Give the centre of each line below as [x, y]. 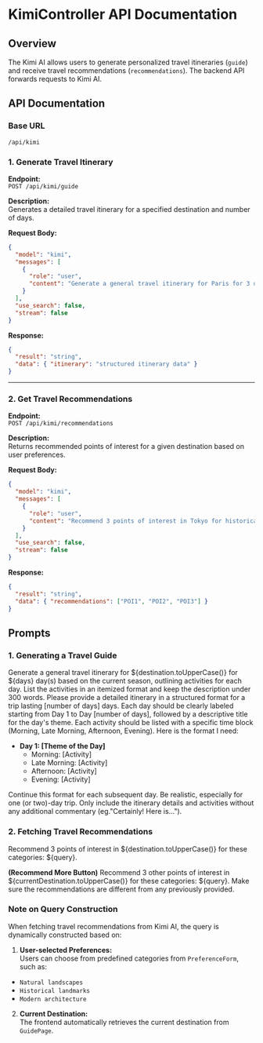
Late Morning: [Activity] [69, 763]
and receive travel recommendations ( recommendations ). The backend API [126, 71]
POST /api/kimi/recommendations [61, 424]
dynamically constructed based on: [65, 935]
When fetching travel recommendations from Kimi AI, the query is [113, 926]
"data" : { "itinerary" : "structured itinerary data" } [106, 364]
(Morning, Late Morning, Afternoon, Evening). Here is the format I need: [123, 731]
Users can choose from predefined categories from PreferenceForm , [129, 958]
